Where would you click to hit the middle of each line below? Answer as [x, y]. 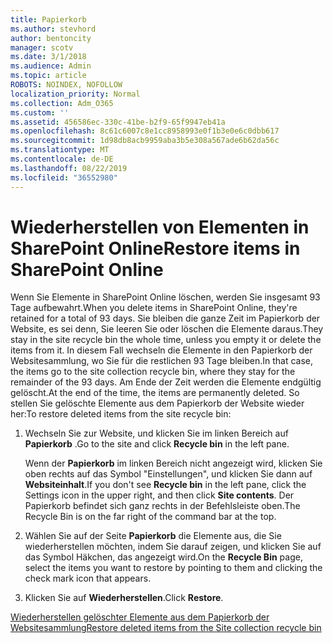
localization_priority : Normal [75, 94]
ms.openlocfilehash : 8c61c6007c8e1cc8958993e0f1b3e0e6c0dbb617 [145, 131]
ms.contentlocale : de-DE [62, 159]
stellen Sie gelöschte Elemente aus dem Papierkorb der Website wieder [157, 403]
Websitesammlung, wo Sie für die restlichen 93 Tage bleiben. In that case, [161, 361]
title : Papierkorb [48, 19]
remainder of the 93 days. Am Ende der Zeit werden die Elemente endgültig [166, 382]
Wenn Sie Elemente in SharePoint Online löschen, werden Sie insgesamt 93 [165, 297]
